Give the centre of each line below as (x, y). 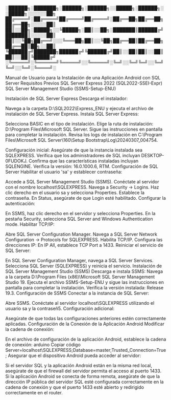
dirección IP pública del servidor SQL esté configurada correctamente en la (85, 382)
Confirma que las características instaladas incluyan (84, 161)
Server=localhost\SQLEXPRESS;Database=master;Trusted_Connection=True (86, 350)
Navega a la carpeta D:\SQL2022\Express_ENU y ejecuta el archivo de (80, 108)
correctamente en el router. (34, 393)
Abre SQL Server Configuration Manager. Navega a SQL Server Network (81, 234)
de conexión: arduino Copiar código (43, 345)
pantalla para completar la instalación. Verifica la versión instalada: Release (84, 288)
